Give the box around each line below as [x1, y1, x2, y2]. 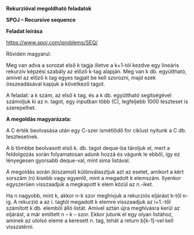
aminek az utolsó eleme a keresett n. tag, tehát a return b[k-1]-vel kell [6, 217, 174, 224]
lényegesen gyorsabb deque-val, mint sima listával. [6, 157, 131, 164]
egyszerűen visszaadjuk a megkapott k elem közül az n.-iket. [6, 181, 154, 188]
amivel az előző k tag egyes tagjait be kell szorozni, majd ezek [6, 74, 156, 81]
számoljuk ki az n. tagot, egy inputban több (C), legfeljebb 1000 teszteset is [6, 98, 189, 105]
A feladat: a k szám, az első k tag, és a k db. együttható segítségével [6, 92, 172, 98]
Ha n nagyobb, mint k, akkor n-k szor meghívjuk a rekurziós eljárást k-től [6, 192, 182, 199]
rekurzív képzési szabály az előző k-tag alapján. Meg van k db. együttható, [6, 68, 187, 75]
